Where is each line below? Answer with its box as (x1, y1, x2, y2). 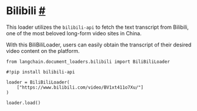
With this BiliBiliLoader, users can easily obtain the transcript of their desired (6, 41, 192, 48)
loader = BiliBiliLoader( (6, 79, 70, 85)
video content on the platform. (6, 47, 80, 54)
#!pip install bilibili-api (6, 69, 75, 75)
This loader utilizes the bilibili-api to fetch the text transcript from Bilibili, (6, 23, 189, 31)
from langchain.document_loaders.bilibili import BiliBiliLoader (6, 59, 170, 65)
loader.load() (6, 100, 41, 106)
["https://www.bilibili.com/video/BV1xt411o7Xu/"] (17, 84, 144, 90)
